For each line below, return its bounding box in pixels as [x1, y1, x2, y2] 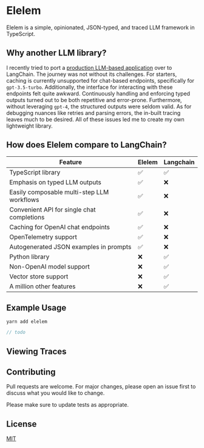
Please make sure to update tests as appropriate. [6, 401, 129, 408]
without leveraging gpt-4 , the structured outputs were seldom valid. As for [6, 103, 192, 110]
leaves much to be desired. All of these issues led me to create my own [6, 115, 185, 123]
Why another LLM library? [6, 48, 107, 58]
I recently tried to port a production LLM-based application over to [6, 64, 172, 71]
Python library [9, 252, 50, 261]
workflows [9, 195, 39, 204]
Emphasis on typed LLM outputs [9, 177, 101, 186]
